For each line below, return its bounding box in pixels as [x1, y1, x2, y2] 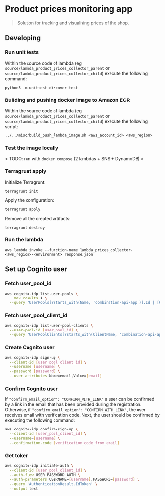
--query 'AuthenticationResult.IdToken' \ [9, 482, 98, 487]
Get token [5, 452, 29, 459]
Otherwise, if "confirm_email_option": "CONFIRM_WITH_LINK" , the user [5, 407, 146, 413]
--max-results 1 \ [9, 296, 48, 301]
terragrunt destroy [5, 225, 45, 230]
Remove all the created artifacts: [5, 215, 71, 221]
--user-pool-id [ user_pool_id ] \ [9, 328, 78, 333]
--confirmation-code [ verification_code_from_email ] [9, 440, 120, 445]
